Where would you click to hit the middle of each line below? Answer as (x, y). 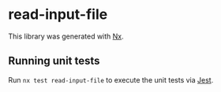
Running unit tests (54, 61)
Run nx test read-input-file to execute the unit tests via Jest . (111, 79)
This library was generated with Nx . (66, 36)
